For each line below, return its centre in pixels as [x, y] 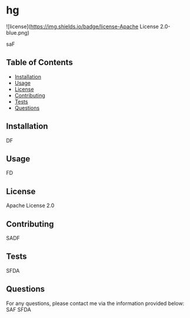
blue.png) [18, 32]
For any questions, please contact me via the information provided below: [95, 303]
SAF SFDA [19, 309]
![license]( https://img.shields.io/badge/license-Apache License [82, 26]
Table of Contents [40, 62]
